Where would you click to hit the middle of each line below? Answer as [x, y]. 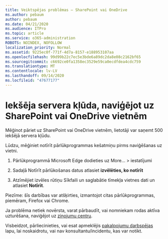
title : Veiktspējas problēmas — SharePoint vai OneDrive [66, 10]
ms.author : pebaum [24, 15]
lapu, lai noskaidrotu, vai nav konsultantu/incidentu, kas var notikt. [74, 231]
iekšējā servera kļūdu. [28, 135]
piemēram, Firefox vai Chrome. [37, 201]
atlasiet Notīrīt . [28, 185]
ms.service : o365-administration [40, 38]
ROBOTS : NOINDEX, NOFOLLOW [34, 43]
